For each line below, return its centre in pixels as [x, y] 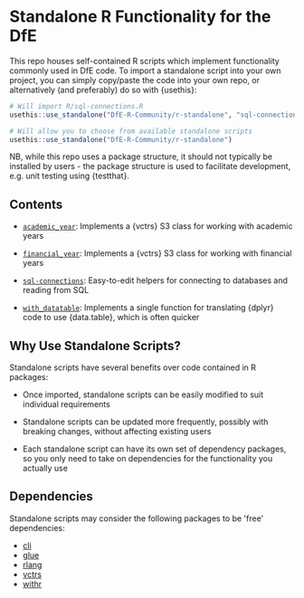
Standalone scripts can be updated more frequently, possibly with [145, 422]
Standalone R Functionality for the [140, 17]
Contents [36, 204]
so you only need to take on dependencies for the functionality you [147, 459]
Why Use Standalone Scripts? [95, 346]
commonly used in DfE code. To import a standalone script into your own [146, 71]
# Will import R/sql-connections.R [76, 106]
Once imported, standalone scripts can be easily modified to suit [143, 394]
